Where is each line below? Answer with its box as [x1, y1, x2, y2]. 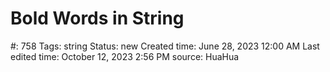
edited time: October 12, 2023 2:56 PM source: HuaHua [10, 50, 240, 62]
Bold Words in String [10, 7, 185, 30]
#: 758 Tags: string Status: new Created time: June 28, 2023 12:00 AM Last [10, 40, 320, 52]
